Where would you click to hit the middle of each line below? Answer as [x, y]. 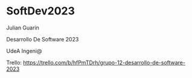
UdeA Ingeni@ [24, 51]
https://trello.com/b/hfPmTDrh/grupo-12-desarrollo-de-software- [104, 62]
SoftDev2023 [41, 11]
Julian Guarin [23, 28]
